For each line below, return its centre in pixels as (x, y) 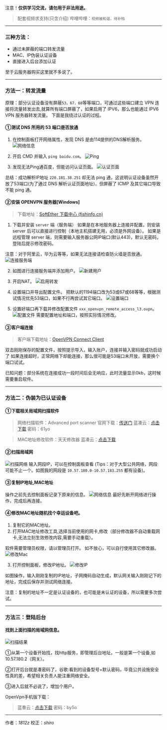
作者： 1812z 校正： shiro (30, 723)
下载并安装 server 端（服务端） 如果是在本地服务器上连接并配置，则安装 (86, 225)
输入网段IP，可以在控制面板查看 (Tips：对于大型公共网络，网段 (93, 464)
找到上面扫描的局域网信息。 (34, 630)
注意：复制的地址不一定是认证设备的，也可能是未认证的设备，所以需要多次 (81, 592)
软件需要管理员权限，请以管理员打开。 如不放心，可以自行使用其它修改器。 (82, 548)
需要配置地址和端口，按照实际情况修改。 (78, 315)
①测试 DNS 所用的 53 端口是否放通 (42, 127)
